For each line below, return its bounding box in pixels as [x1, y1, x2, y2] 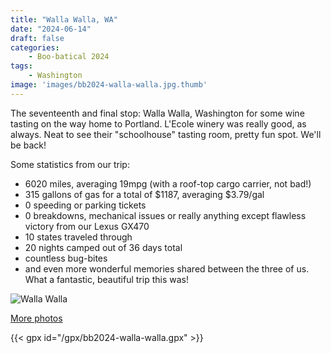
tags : [10, 61, 33, 71]
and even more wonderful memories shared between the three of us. [24, 262, 310, 275]
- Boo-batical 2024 [28, 52, 110, 62]
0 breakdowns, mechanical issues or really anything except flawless [24, 209, 307, 221]
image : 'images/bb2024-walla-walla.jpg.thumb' [10, 80, 208, 90]
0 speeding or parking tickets [24, 199, 147, 211]
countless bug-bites [24, 252, 108, 264]
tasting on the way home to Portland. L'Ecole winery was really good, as [10, 117, 307, 130]
